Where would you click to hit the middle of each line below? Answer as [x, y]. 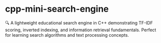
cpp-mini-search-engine [57, 9]
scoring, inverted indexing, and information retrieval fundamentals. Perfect [81, 30]
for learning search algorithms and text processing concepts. [67, 35]
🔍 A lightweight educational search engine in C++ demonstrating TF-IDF [79, 22]
